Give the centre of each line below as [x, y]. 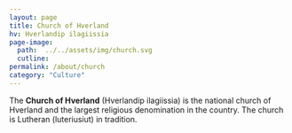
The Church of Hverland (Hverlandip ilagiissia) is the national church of [140, 100]
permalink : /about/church [57, 67]
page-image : [31, 42]
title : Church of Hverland [59, 26]
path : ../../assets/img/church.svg [85, 51]
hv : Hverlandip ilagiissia [59, 34]
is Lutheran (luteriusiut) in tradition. [73, 119]
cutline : [33, 59]
